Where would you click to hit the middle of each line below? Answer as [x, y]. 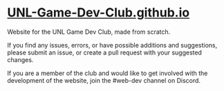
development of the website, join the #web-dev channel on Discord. [104, 80]
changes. [20, 59]
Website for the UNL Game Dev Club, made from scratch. [89, 32]
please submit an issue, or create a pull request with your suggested [105, 52]
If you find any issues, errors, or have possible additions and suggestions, [112, 45]
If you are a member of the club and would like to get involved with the [108, 73]
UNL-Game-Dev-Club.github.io [99, 13]
